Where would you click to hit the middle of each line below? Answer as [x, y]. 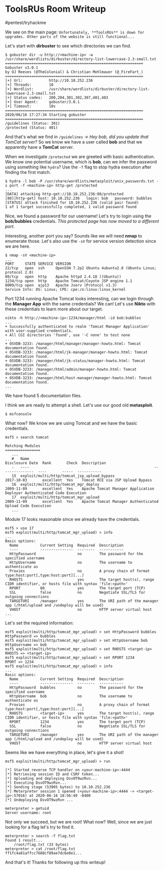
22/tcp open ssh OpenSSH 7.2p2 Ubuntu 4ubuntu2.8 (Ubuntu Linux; [81, 268]
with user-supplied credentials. [39, 331]
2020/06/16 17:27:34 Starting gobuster [46, 115]
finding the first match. [28, 172]
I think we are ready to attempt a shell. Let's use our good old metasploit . [79, 405]
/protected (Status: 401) [31, 128]
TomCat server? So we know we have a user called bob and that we [74, 142]
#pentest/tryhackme [26, 23]
